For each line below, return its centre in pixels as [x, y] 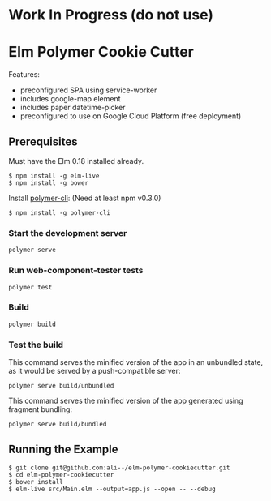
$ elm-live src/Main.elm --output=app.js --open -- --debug [112, 489]
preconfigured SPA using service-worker [88, 90]
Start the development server [68, 233]
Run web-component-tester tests [76, 271]
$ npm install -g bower [49, 183]
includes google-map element [70, 99]
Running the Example [64, 449]
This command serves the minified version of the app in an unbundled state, [136, 362]
